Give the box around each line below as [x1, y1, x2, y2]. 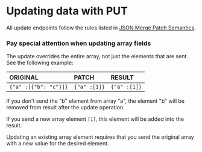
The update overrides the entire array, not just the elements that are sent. [6, 53, 189, 60]
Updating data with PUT [6, 4, 128, 18]
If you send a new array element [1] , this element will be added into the [6, 115, 185, 123]
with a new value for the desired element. [6, 140, 110, 147]
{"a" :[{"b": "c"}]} [9, 84, 68, 91]
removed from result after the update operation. [6, 104, 125, 111]
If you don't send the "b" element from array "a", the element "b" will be [6, 97, 185, 105]
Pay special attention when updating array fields [6, 39, 151, 47]
